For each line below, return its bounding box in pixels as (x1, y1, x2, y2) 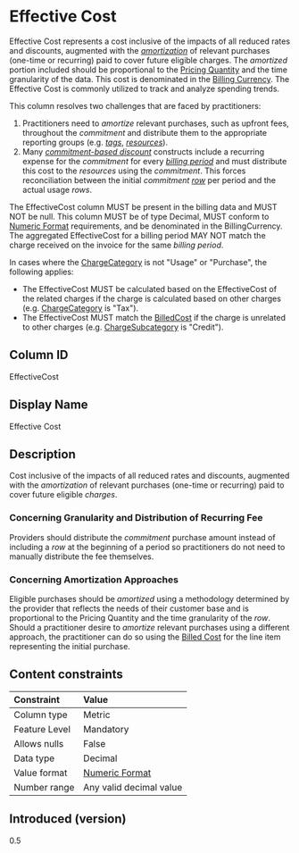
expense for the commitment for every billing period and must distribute (21, 155, 287, 166)
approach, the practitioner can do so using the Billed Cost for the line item (9, 631, 281, 642)
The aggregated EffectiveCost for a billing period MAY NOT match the (9, 230, 266, 240)
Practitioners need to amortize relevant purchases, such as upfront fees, (21, 118, 290, 129)
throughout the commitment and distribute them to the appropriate (21, 127, 268, 138)
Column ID (9, 347, 69, 363)
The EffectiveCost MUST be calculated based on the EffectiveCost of (21, 283, 278, 294)
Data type (13, 752, 55, 765)
